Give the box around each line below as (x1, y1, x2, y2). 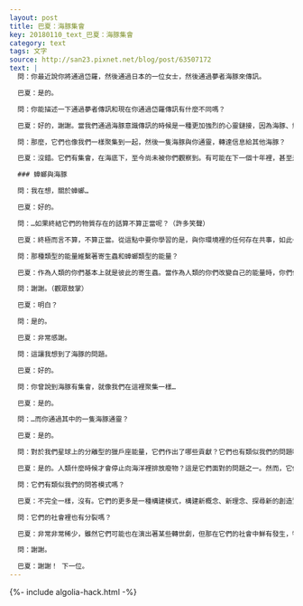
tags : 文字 (9, 47, 48, 56)
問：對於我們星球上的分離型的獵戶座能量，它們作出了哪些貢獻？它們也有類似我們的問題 (17, 448, 293, 457)
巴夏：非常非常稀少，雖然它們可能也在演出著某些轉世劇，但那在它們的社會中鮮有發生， (17, 529, 293, 538)
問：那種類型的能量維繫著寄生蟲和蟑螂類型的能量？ (17, 251, 179, 260)
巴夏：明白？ (17, 300, 59, 310)
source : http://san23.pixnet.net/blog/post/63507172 (9, 55, 212, 64)
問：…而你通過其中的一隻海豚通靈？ (17, 415, 129, 424)
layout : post (9, 13, 59, 23)
